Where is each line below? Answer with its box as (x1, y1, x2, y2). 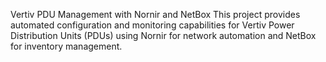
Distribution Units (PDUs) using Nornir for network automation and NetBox (10, 30, 317, 41)
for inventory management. (10, 40, 123, 52)
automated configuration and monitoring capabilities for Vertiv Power (10, 19, 295, 31)
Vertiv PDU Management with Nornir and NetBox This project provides (10, 9, 301, 20)
